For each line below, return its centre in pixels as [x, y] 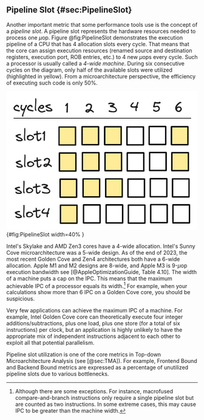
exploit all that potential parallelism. [50, 343]
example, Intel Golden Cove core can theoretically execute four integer [95, 317]
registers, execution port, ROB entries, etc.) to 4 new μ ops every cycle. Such [102, 57]
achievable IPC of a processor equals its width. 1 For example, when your [97, 285]
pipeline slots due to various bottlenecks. [58, 374]
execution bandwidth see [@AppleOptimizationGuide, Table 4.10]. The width [102, 272]
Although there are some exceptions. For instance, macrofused [94, 391]
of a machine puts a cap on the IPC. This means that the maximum [90, 278]
